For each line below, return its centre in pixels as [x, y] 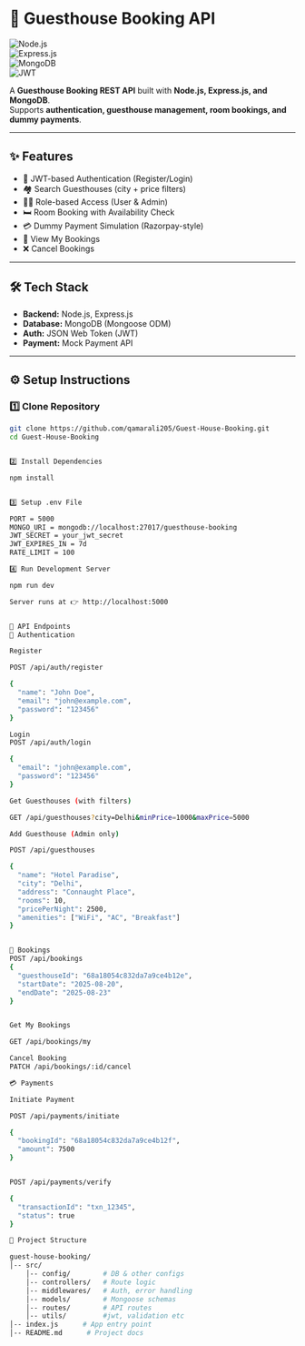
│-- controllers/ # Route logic [91, 1282]
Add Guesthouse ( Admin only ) [64, 834]
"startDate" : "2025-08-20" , [71, 984]
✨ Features [41, 157]
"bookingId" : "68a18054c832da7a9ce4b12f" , [99, 1141]
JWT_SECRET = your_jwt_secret [67, 536]
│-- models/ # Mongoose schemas [101, 1299]
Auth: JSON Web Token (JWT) [80, 333]
